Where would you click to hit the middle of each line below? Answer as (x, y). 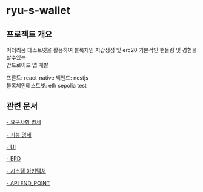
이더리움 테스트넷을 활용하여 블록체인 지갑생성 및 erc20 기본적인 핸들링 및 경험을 (101, 50)
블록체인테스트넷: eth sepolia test (46, 85)
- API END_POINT (28, 183)
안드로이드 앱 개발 (27, 65)
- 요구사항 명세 (24, 122)
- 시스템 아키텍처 (26, 171)
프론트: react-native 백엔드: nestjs (48, 78)
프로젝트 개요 (29, 34)
